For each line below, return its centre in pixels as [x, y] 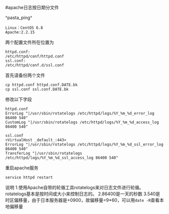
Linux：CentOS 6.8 [24, 28]
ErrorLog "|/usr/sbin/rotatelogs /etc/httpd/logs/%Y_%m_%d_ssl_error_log [84, 145]
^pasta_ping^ [19, 17]
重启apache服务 [22, 168]
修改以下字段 [18, 99]
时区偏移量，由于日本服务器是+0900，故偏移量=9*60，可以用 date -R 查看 [82, 200]
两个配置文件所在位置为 [30, 42]
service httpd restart [29, 177]
